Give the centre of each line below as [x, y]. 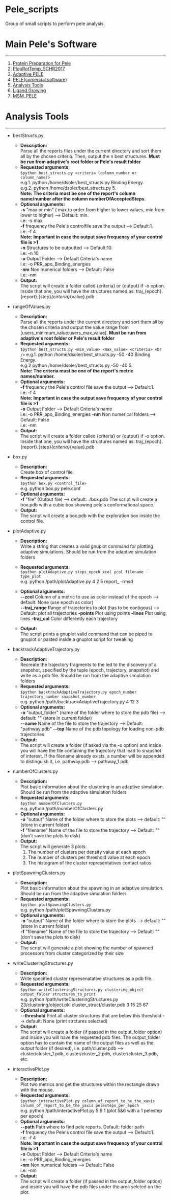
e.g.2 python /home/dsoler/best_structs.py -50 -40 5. [76, 365]
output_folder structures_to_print [58, 994]
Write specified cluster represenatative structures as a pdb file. [86, 979]
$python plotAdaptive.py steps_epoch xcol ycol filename [82, 572]
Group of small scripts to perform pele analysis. [55, 24]
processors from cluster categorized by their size [72, 953]
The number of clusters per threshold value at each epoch [89, 857]
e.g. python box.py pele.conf [50, 488]
